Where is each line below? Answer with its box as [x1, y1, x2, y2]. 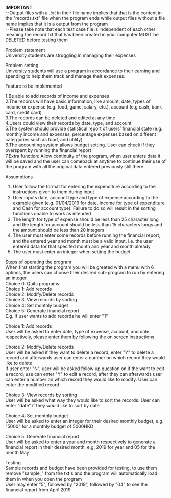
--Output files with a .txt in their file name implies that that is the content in [5, 10, 162, 16]
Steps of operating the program [5, 258, 71, 265]
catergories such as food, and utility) [5, 137, 83, 142]
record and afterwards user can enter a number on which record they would [5, 355, 165, 360]
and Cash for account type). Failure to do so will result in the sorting [12, 205, 156, 211]
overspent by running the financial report [5, 147, 92, 153]
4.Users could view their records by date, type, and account [5, 120, 132, 126]
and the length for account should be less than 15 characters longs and [12, 222, 162, 227]
